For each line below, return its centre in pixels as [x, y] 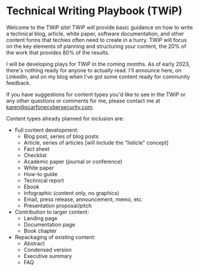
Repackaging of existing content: [55, 237]
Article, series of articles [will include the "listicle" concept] [96, 142]
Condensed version [48, 250]
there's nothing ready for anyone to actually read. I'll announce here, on [94, 70]
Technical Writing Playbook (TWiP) [94, 11]
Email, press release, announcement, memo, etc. [83, 199]
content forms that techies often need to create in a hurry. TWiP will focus [97, 40]
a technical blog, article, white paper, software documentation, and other [95, 33]
